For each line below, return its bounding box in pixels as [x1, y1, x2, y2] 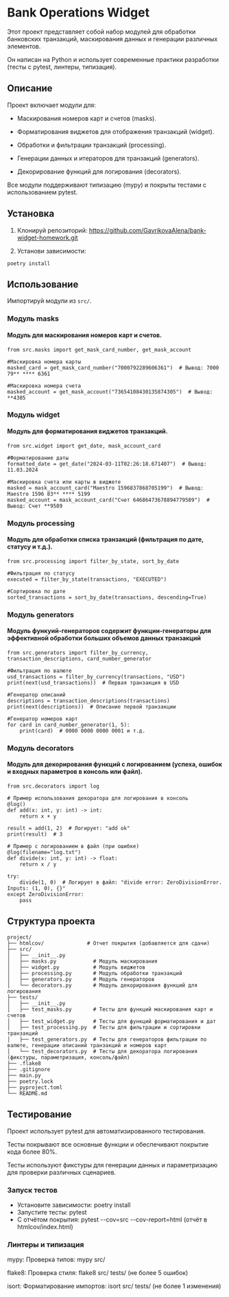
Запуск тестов [7, 1185, 58, 1195]
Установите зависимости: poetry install [16, 1200, 131, 1209]
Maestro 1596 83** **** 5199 [7, 490, 91, 497]
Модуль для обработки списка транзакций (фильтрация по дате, [7, 536, 204, 544]
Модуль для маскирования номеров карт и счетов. [7, 331, 162, 339]
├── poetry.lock [7, 1078, 53, 1085]
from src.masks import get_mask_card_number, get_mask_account [7, 346, 192, 353]
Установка [7, 208, 55, 220]
